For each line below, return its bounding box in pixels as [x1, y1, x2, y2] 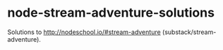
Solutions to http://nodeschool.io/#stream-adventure [7, 28, 161, 36]
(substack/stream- [162, 28, 217, 36]
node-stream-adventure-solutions [7, 5, 215, 21]
